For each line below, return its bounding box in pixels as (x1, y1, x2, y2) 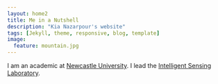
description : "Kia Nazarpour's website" (7, 23, 126, 30)
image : (7, 36, 26, 43)
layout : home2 (7, 10, 49, 17)
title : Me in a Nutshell (7, 17, 79, 24)
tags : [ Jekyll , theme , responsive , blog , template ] (7, 29, 160, 37)
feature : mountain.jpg (13, 42, 79, 49)
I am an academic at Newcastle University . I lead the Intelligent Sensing (7, 62, 212, 69)
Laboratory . (7, 69, 40, 77)
